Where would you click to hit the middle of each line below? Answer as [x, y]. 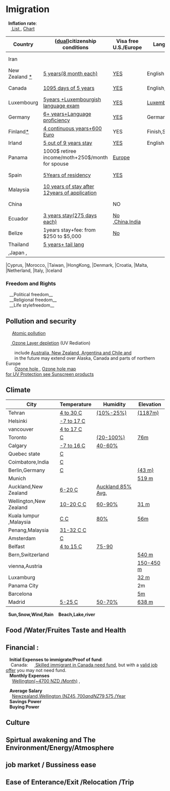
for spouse [56, 163]
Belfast [17, 546]
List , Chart [23, 28]
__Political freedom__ [31, 295]
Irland [15, 143]
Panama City [23, 585]
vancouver [21, 429]
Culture [18, 723]
